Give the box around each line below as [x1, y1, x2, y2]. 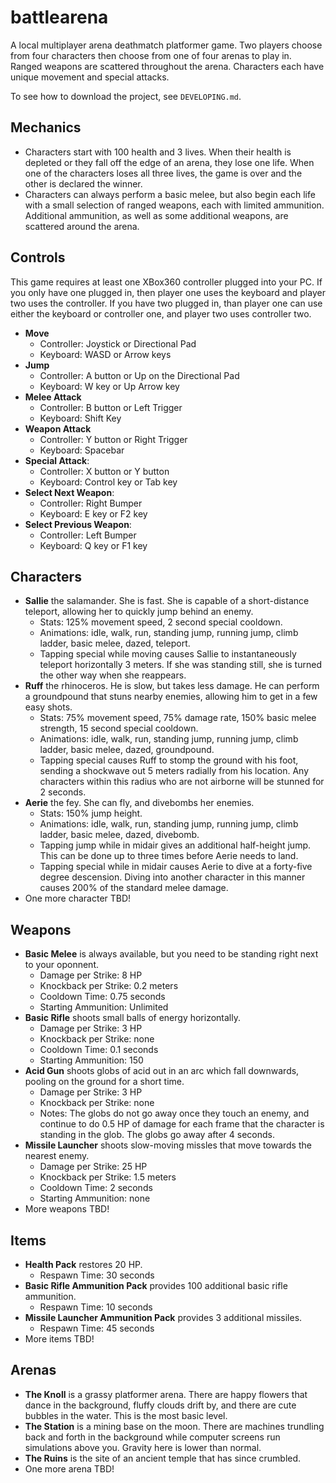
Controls [10, 249, 66, 266]
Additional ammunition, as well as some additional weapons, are [24, 209, 289, 221]
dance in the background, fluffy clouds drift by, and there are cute [24, 1399, 297, 1411]
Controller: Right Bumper [39, 497, 143, 509]
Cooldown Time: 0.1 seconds [39, 1044, 159, 1056]
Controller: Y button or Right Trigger [39, 433, 188, 445]
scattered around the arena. [24, 220, 140, 232]
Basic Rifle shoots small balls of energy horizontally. [24, 1012, 242, 1024]
